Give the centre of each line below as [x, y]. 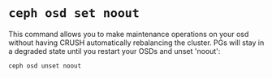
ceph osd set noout [74, 13]
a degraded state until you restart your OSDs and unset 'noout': [114, 51]
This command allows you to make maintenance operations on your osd [129, 34]
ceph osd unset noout [45, 66]
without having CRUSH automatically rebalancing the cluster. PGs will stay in [136, 43]
